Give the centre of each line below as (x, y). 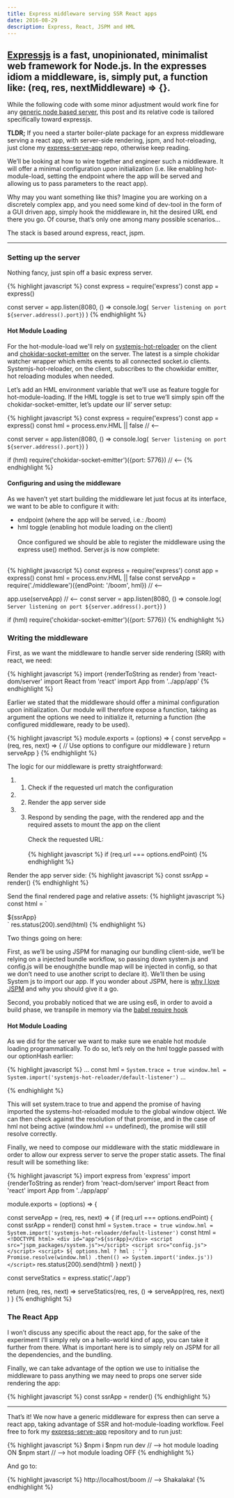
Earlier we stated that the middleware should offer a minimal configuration (113, 702)
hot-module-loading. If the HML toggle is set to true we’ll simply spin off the (116, 397)
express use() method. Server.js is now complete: (88, 549)
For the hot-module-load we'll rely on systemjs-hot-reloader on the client (112, 346)
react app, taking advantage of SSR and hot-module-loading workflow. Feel (116, 1424)
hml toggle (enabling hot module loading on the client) (95, 527)
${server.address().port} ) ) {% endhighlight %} (77, 314)
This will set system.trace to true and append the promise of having (104, 1104)
